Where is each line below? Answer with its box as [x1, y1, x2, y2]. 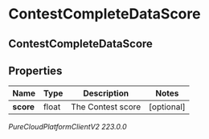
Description [83, 88, 129, 99]
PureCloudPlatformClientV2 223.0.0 [8, 122, 127, 132]
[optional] [148, 101, 186, 112]
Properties [8, 63, 63, 77]
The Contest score [71, 101, 141, 112]
